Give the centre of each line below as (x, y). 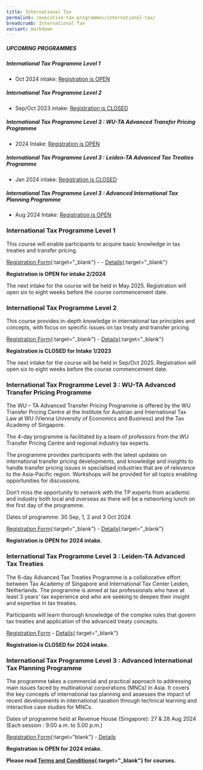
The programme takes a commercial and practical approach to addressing (99, 681)
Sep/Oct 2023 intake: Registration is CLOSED (72, 108)
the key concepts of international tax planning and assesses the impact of (98, 694)
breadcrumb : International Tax (46, 23)
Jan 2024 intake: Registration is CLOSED (66, 179)
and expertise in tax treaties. (42, 603)
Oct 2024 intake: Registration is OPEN (62, 79)
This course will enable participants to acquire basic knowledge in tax (93, 244)
